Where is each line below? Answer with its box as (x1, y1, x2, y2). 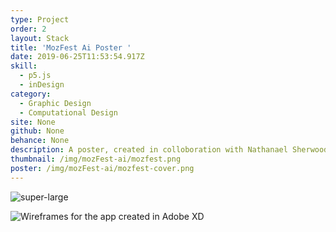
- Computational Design (19, 107, 118, 118)
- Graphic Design (19, 98, 92, 108)
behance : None (10, 136, 70, 146)
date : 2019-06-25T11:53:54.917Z (10, 52, 145, 62)
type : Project (10, 14, 70, 25)
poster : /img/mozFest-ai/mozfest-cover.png (10, 163, 195, 173)
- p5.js (19, 71, 52, 81)
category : (10, 89, 52, 99)
